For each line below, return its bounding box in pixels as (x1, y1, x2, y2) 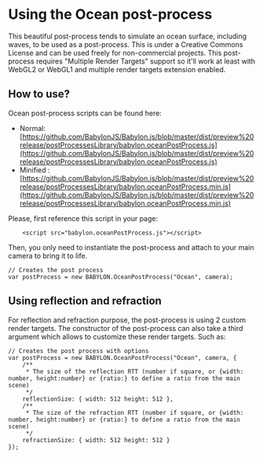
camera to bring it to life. (8, 251, 88, 260)
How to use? (8, 88, 71, 101)
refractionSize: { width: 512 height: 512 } (22, 436, 170, 444)
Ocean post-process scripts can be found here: (8, 108, 163, 118)
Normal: (19, 123, 46, 133)
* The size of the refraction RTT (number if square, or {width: (25, 409, 244, 416)
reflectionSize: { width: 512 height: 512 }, (22, 394, 174, 403)
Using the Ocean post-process (8, 5, 213, 24)
